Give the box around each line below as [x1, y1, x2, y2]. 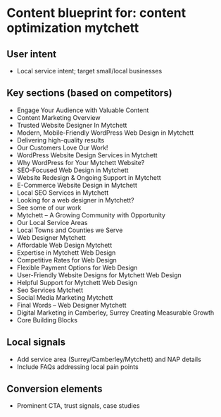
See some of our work [16, 203, 82, 212]
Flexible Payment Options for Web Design [16, 263, 138, 272]
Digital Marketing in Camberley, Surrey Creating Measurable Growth [16, 308, 215, 317]
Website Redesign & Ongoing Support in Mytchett [16, 173, 161, 181]
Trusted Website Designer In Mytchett [16, 121, 127, 129]
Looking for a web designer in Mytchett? [16, 195, 134, 204]
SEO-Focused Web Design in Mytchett [16, 166, 129, 174]
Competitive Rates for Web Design [16, 255, 117, 264]
